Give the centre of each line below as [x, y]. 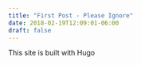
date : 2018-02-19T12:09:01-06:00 [64, 23]
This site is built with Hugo [52, 53]
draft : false [30, 30]
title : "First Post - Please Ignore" [71, 15]
